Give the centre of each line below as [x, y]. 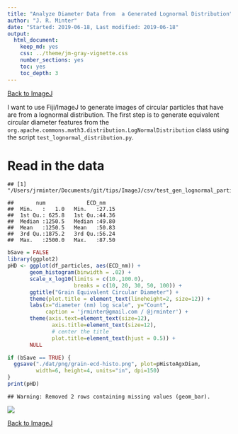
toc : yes [33, 67]
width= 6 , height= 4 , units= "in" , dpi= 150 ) [98, 371]
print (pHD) [23, 384]
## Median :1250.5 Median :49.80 [61, 222]
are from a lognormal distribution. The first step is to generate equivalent [113, 115]
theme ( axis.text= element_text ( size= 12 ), [90, 319]
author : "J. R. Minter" [42, 21]
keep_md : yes [39, 47]
